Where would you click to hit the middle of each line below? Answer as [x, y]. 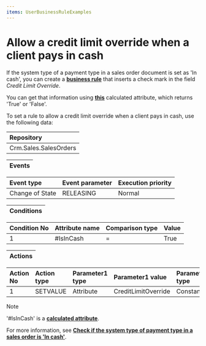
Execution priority [145, 183]
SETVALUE [51, 291]
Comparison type [132, 228]
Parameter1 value [140, 277]
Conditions [26, 210]
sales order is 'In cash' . [36, 336]
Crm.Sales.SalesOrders [43, 148]
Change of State [33, 193]
